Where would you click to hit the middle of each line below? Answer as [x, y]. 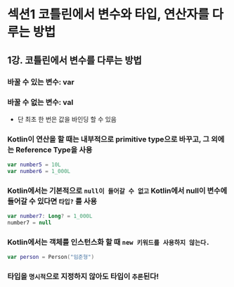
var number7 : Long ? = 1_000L [50, 216]
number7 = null [30, 223]
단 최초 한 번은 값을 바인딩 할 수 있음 [67, 119]
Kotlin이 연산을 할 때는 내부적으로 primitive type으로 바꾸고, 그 [108, 139]
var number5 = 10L [34, 165]
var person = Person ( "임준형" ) [51, 257]
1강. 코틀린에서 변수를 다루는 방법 [74, 60]
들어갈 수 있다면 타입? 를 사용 [52, 201]
